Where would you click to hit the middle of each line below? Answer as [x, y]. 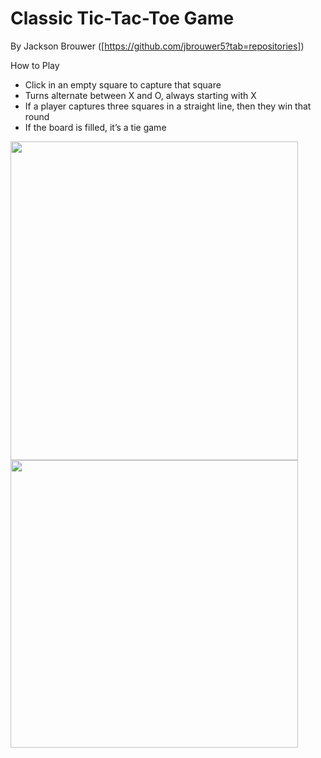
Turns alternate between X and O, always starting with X [140, 95]
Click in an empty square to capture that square [123, 84]
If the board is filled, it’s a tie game [95, 127]
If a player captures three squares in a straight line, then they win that [168, 106]
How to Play [35, 65]
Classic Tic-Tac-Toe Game [122, 18]
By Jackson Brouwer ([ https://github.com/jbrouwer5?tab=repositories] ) [157, 46]
